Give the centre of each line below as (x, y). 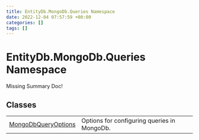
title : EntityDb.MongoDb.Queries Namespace (61, 12)
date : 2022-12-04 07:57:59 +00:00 (49, 17)
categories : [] (25, 22)
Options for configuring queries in (129, 121)
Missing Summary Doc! (35, 86)
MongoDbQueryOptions (42, 124)
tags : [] (17, 28)
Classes (21, 105)
